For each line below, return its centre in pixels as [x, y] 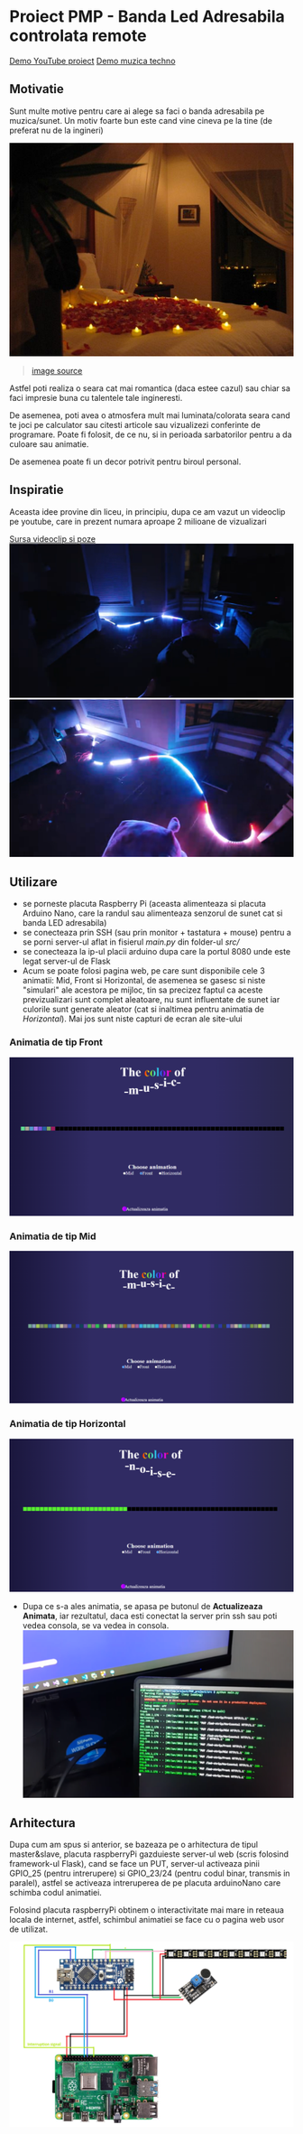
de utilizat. [28, 1929]
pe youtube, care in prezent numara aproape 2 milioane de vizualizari [138, 521]
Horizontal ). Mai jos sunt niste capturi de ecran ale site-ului [132, 1019]
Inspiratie [37, 490]
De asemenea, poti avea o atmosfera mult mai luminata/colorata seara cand [150, 415]
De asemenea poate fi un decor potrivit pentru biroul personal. [125, 461]
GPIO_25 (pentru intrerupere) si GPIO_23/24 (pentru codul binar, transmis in [150, 1873]
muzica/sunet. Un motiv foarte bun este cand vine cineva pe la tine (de [141, 120]
